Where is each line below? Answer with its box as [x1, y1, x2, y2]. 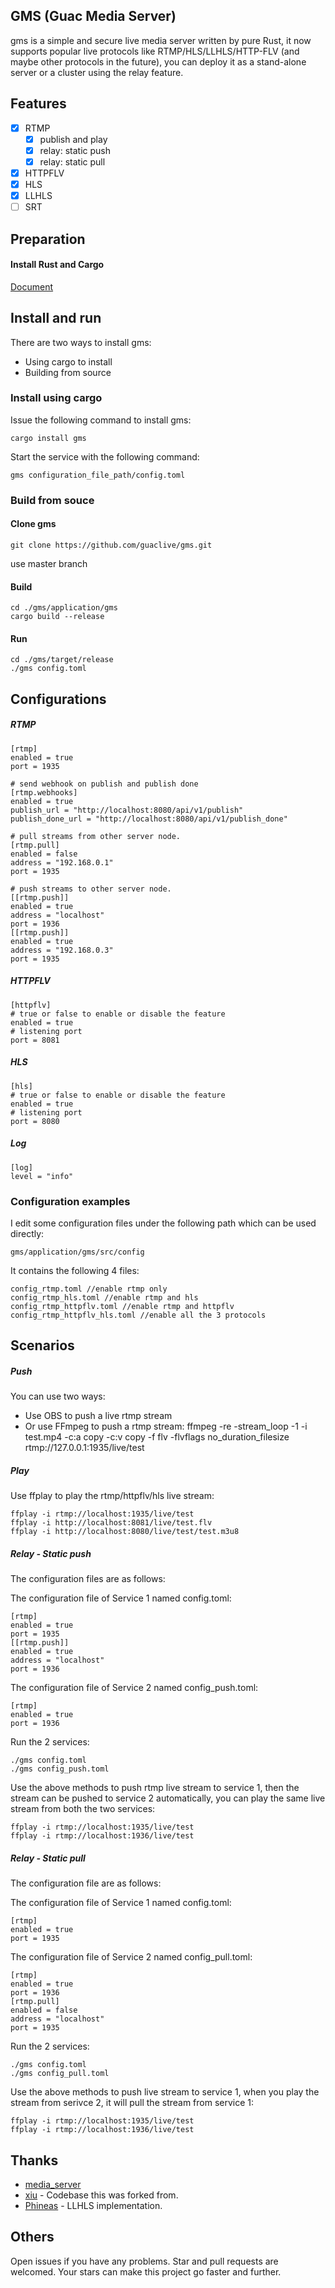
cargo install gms [10, 433, 87, 443]
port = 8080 [10, 1116, 60, 1126]
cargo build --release [10, 612, 105, 622]
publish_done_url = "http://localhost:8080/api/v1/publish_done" [10, 814, 288, 824]
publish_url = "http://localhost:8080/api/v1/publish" [10, 805, 244, 815]
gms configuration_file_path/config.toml [10, 470, 186, 480]
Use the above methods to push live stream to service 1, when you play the [10, 2086, 320, 2098]
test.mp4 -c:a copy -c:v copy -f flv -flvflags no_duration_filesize [24, 1431, 290, 1443]
